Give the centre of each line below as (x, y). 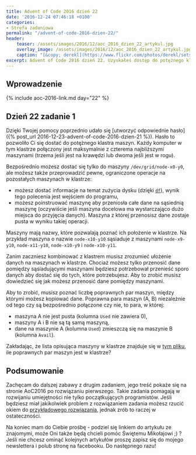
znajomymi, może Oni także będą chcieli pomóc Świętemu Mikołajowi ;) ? (94, 433)
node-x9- (175, 239)
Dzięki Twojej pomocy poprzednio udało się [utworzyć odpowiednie (87, 131)
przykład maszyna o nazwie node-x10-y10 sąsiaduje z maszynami (85, 239)
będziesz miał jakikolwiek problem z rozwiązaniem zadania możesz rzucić (95, 403)
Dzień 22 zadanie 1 (41, 117)
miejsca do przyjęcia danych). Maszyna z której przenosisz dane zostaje (102, 215)
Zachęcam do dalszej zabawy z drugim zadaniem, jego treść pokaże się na (96, 385)
